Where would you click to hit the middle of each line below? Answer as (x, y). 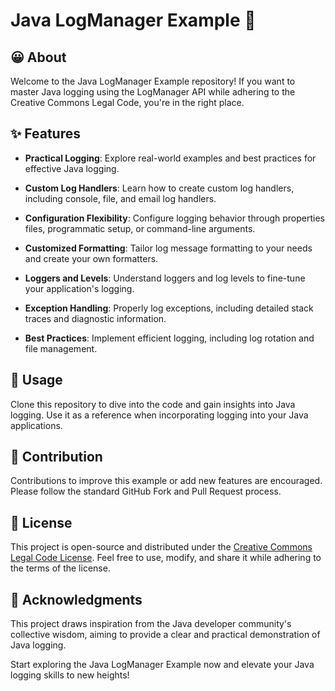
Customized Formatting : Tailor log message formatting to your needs (168, 248)
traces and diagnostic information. (95, 318)
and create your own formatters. (91, 258)
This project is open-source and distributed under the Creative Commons (161, 547)
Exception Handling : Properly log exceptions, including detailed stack (169, 308)
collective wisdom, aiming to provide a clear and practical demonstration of (165, 635)
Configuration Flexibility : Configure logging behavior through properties (174, 218)
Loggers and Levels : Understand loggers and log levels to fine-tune (165, 278)
